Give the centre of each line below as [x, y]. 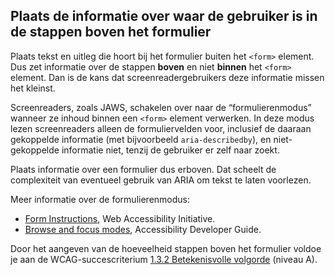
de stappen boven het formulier [111, 32]
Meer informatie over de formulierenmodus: [100, 199]
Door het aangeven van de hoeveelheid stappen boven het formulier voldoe [166, 248]
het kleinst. [33, 88]
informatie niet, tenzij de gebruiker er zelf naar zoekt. [170, 150]
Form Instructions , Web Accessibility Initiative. [120, 218]
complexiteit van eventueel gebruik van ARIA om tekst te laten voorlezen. [161, 180]
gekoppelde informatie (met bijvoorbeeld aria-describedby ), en [141, 139]
